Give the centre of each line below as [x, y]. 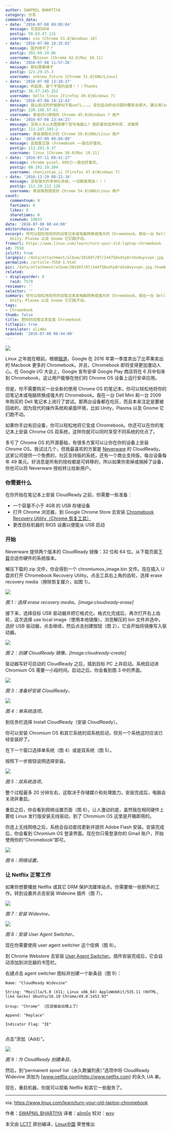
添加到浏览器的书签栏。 [34, 962]
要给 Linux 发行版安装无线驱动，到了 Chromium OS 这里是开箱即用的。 [80, 816]
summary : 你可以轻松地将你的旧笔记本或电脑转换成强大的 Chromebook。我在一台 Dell [85, 296]
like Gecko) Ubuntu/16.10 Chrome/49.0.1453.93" [57, 997]
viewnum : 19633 [26, 220]
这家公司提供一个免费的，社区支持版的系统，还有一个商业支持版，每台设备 [84, 455]
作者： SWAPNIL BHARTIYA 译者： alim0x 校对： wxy [60, 1113]
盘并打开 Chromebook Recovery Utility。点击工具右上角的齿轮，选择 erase [84, 575]
